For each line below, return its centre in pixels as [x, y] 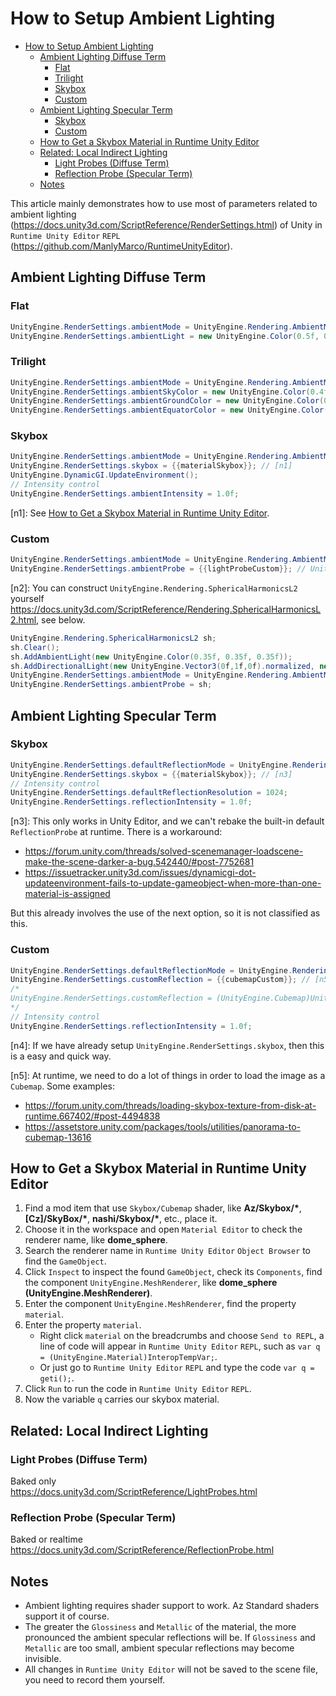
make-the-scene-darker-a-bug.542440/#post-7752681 [139, 862]
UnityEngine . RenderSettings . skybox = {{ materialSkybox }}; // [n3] [151, 774]
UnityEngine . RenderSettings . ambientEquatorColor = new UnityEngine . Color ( [169, 410]
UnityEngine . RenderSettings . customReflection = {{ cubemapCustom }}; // [160, 980]
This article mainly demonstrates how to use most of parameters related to [164, 203]
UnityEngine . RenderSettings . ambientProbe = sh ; [111, 685]
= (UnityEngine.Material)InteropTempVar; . [128, 1357]
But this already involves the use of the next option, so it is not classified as [165, 913]
